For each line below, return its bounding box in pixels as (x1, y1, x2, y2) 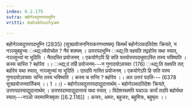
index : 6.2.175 (6, 8, 44, 15)
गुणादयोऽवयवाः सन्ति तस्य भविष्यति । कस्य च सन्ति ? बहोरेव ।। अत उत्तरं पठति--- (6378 (6, 74, 177, 81)
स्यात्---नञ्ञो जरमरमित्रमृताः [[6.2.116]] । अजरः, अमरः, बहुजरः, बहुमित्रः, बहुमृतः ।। (6, 93, 167, 101)
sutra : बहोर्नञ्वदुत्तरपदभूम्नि (6, 14, 55, 20)
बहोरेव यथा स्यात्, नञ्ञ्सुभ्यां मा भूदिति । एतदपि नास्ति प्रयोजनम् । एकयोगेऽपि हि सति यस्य (6, 67, 170, 74)
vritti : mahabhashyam (6, 19, 59, 25)
